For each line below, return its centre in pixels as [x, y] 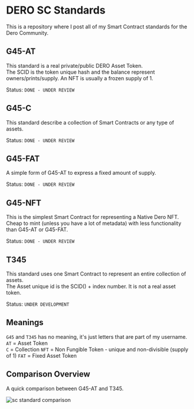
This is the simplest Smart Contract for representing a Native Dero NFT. [93, 217]
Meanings [25, 323]
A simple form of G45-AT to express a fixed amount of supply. [81, 173]
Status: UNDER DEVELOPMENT [38, 304]
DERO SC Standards [56, 10]
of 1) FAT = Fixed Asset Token [41, 355]
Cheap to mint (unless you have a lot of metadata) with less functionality [94, 223]
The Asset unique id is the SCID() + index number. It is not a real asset [91, 286]
